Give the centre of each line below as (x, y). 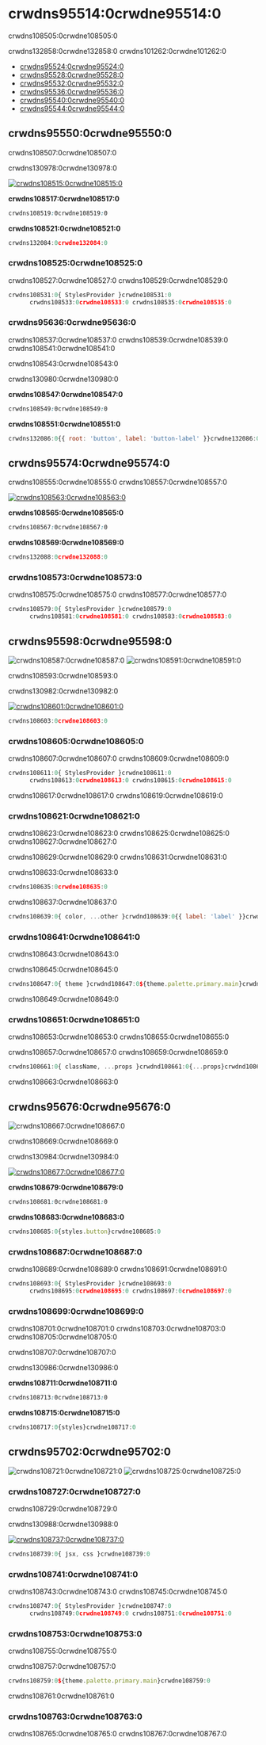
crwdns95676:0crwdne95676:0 (90, 1107)
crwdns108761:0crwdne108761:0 (61, 1696)
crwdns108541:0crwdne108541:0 (62, 348)
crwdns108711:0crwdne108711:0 (63, 1383)
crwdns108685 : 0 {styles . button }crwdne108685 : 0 (84, 1232)
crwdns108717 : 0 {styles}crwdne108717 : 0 (72, 1427)
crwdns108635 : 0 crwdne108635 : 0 (58, 887)
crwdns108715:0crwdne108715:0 (64, 1413)
